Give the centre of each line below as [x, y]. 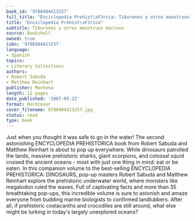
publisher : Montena [30, 88]
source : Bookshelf [28, 33]
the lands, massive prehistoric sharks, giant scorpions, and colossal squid [95, 156]
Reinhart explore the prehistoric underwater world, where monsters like [92, 181]
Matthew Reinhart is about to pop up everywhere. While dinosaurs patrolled [97, 149]
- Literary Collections [35, 66]
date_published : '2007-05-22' [43, 98]
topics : [16, 60]
